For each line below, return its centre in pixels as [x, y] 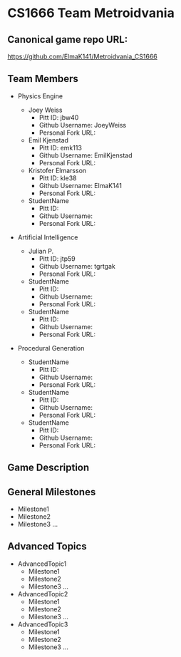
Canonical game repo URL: [68, 40]
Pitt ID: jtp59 [57, 259]
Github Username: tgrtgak [77, 266]
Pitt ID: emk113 [60, 148]
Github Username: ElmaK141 [81, 185]
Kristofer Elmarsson [57, 170]
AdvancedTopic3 [43, 624]
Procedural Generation [51, 348]
